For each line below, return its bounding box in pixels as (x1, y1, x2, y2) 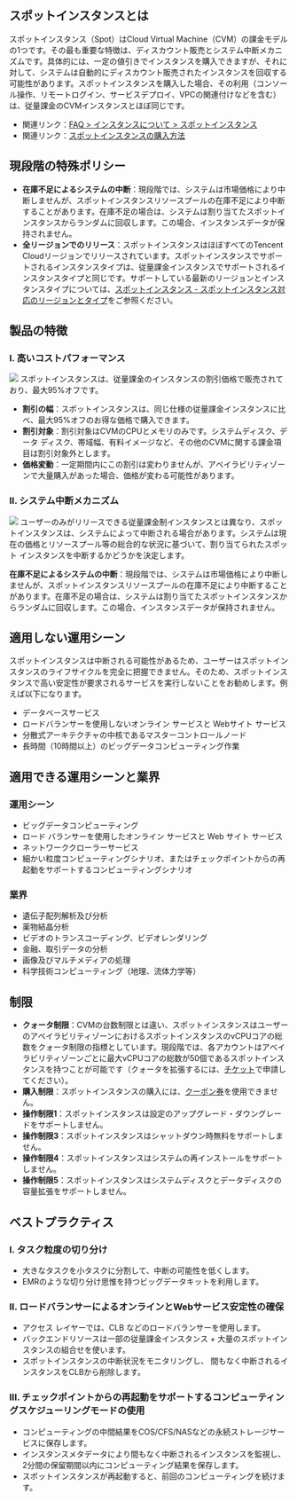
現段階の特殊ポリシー (9, 159, 126, 174)
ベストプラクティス (9, 1214, 114, 1230)
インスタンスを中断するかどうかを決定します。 (19, 549, 189, 561)
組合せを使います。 (60, 1345, 131, 1356)
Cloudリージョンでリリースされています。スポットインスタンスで (21, 250, 260, 261)
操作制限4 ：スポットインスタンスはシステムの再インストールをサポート (21, 1152, 284, 1164)
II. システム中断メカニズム (9, 495, 120, 507)
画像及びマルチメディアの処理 (21, 955, 131, 965)
